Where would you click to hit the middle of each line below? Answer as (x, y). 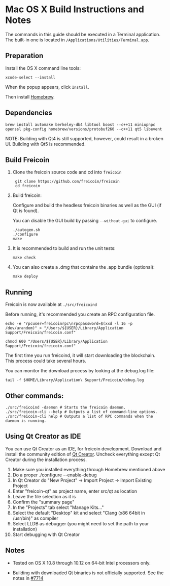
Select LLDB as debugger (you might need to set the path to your (81, 523)
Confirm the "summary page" (43, 502)
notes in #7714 (28, 578)
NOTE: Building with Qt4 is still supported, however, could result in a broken (84, 138)
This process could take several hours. (46, 361)
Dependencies (29, 113)
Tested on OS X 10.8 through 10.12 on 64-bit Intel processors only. (81, 563)
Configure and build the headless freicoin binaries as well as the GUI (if (87, 206)
